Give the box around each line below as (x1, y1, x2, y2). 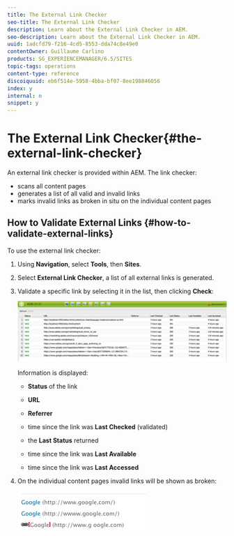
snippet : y (7, 100, 39, 107)
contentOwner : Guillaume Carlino (7, 48, 104, 55)
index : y (7, 84, 33, 92)
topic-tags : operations (7, 63, 77, 70)
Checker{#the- (112, 131, 202, 147)
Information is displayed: (17, 368, 88, 377)
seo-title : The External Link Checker (7, 18, 120, 26)
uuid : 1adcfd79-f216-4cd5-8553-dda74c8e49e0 (7, 40, 139, 48)
